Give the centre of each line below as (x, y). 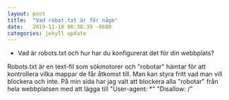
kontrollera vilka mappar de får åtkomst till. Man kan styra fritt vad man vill (115, 74)
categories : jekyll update (47, 33)
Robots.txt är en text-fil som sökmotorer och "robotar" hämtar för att (106, 66)
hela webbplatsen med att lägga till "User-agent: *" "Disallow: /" (100, 89)
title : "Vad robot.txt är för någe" (63, 20)
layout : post (26, 14)
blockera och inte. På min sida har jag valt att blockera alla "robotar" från (113, 82)
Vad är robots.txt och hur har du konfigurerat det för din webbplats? (116, 53)
